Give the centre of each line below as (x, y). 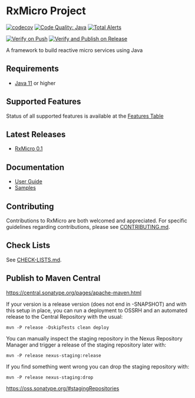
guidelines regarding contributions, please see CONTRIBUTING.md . (88, 227)
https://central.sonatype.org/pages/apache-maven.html (74, 292)
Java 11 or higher (35, 83)
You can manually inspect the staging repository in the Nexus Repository (94, 338)
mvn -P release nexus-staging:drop (50, 377)
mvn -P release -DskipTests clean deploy (58, 327)
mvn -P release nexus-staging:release (54, 355)
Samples (25, 188)
